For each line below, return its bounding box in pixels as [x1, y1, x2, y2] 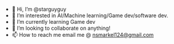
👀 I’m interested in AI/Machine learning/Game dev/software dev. [11, 12, 169, 19]
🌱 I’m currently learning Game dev [11, 18, 96, 25]
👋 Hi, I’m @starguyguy [11, 6, 67, 12]
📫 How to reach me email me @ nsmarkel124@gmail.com [11, 32, 154, 38]
